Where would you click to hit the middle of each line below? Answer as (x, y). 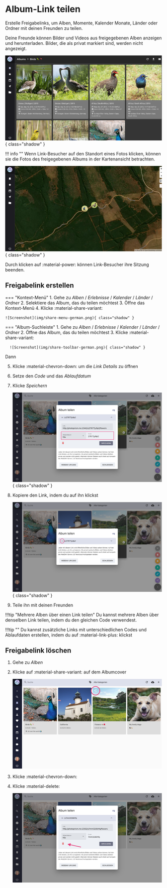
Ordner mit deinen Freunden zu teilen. (44, 28)
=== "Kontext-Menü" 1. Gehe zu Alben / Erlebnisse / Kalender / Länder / (79, 297)
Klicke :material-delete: (36, 786)
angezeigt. (16, 48)
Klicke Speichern (30, 385)
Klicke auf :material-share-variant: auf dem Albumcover (69, 672)
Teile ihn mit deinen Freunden (43, 605)
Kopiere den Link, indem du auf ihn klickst (55, 495)
